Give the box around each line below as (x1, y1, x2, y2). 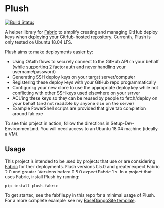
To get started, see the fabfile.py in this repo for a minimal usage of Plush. (5, 192, 155, 198)
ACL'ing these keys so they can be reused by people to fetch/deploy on (12, 95, 158, 101)
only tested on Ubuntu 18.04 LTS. (5, 39, 73, 45)
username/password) (12, 69, 56, 74)
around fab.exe (12, 110, 43, 116)
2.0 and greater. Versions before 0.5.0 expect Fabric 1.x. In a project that (5, 169, 152, 174)
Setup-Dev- (110, 120, 134, 126)
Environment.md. (5, 125, 40, 131)
